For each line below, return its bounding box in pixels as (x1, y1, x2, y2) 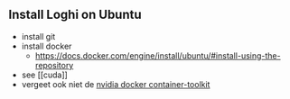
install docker (21, 40, 72, 51)
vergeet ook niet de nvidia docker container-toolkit (21, 78, 210, 89)
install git (21, 31, 56, 41)
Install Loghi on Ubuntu (8, 7, 142, 22)
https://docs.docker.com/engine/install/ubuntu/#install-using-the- (34, 49, 281, 61)
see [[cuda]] (21, 69, 69, 80)
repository (34, 59, 74, 70)
